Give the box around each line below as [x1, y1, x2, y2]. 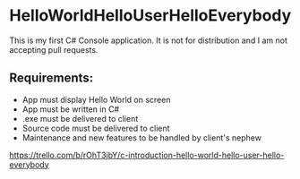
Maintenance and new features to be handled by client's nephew [21, 132, 262, 143]
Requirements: [9, 71, 94, 86]
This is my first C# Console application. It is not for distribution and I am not [9, 35, 288, 46]
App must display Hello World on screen [21, 94, 171, 105]
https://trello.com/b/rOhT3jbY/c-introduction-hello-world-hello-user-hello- [9, 149, 285, 160]
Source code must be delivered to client [21, 123, 170, 133]
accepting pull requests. [9, 44, 99, 55]
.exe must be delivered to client [21, 113, 139, 124]
